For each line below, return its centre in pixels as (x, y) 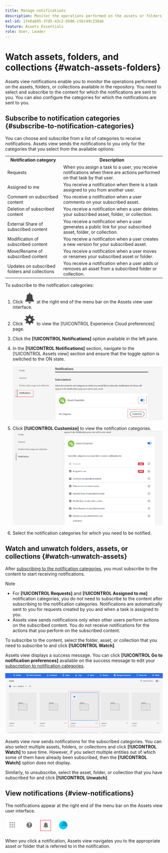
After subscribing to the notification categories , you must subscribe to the (81, 568)
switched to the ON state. (38, 359)
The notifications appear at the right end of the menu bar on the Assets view (84, 805)
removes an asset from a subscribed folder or (110, 269)
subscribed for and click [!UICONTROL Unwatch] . (57, 777)
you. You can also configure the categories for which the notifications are (81, 97)
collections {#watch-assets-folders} (83, 68)
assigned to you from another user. (99, 189)
